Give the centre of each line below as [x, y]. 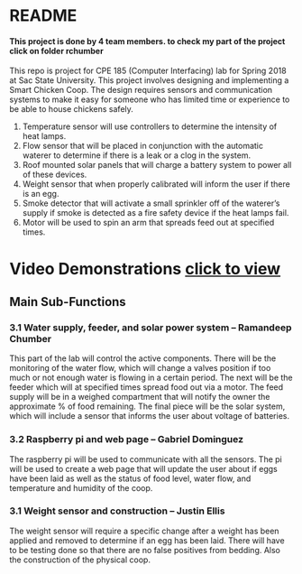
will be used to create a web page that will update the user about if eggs [143, 468]
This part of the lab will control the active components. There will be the [143, 358]
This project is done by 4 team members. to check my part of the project [147, 41]
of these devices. [55, 175]
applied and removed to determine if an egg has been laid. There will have [147, 540]
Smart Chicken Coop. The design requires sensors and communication [141, 90]
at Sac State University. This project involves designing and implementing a [149, 80]
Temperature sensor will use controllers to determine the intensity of [150, 126]
